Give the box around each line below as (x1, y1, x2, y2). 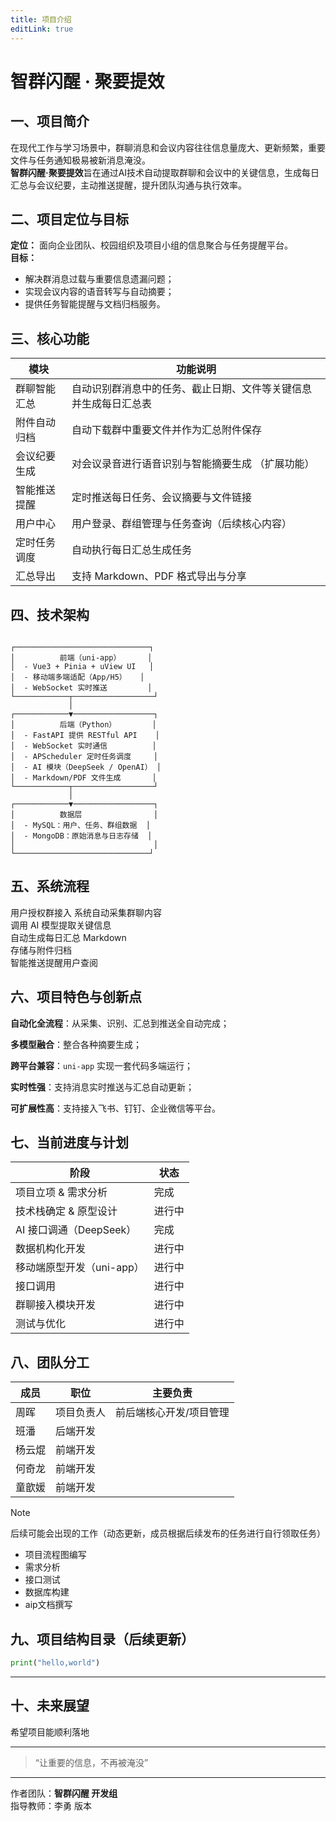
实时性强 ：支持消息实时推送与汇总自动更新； (10, 1081, 195, 1093)
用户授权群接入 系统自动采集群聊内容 (10, 906, 162, 918)
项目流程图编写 (24, 1549, 87, 1561)
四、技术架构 (10, 606, 90, 623)
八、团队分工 (10, 1354, 90, 1371)
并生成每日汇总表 (71, 397, 153, 411)
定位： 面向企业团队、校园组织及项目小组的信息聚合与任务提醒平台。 (10, 239, 293, 251)
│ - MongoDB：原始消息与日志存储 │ (10, 831, 153, 841)
